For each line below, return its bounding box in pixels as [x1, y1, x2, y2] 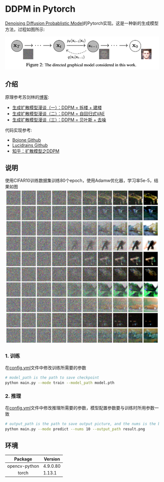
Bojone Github [12, 137, 41, 143]
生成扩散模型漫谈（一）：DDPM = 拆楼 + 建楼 [12, 104, 102, 110]
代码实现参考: [5, 127, 33, 133]
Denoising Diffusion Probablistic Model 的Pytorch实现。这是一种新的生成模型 [5, 20, 159, 26]
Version [43, 456, 60, 462]
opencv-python [7, 463, 39, 469]
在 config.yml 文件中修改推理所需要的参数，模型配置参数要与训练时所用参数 [5, 405, 155, 410]
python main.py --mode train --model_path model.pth [5, 380, 115, 385]
